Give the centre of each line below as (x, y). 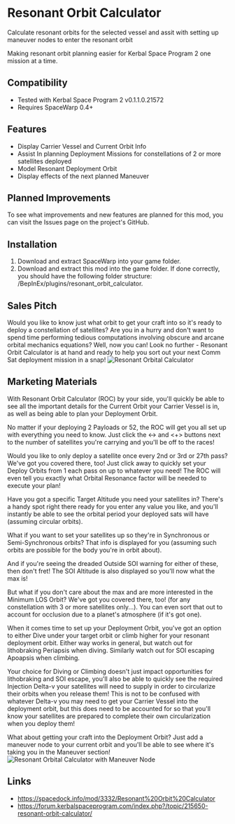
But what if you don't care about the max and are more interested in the (110, 592)
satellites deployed (44, 161)
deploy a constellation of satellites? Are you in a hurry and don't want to (111, 330)
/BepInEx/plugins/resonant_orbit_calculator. (80, 284)
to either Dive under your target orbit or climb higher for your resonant (108, 635)
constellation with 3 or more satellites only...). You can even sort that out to (115, 607)
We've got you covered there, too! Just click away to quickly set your (107, 463)
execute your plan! (34, 485)
